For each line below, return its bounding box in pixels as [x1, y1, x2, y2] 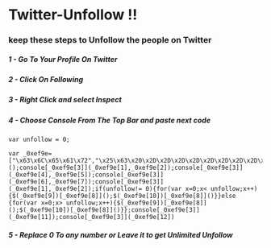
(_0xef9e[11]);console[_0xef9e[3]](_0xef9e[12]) [8, 213, 175, 221]
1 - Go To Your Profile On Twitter [8, 54, 118, 64]
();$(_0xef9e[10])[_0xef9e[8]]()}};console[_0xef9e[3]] [8, 206, 200, 214]
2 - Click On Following [8, 75, 84, 85]
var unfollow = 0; [8, 135, 70, 144]
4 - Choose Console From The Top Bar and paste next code [8, 115, 211, 125]
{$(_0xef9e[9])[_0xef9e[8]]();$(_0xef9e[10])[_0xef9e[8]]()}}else [8, 192, 236, 200]
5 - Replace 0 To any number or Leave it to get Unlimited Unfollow [8, 229, 233, 239]
